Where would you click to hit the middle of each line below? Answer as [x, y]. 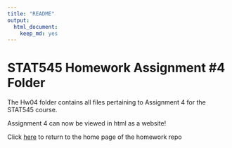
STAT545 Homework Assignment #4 [116, 68]
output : [19, 20]
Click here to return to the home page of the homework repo [95, 137]
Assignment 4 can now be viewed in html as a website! [87, 123]
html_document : [36, 27]
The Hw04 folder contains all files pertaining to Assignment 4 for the [107, 102]
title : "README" [31, 14]
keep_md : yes [39, 33]
